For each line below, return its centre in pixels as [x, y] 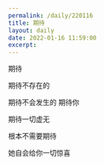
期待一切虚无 [29, 119]
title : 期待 [26, 23]
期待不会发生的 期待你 [44, 102]
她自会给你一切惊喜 [39, 153]
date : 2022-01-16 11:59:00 [52, 38]
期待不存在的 [29, 86]
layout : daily [32, 30]
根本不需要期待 [32, 136]
